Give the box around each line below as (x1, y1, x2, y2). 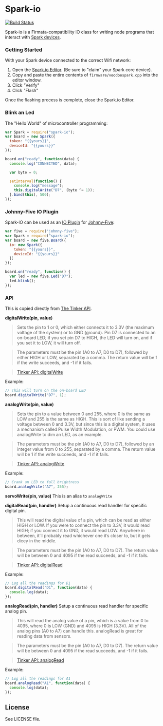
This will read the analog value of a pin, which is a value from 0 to (17, 618, 149, 623)
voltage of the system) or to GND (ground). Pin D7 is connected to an (17, 330, 156, 335)
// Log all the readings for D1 (5, 581, 71, 586)
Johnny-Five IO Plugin (5, 208, 59, 215)
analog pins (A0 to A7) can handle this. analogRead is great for (17, 628, 143, 634)
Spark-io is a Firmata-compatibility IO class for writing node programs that (5, 29, 154, 35)
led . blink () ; (9, 278, 36, 283)
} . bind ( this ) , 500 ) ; (9, 192, 51, 197)
